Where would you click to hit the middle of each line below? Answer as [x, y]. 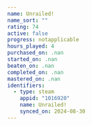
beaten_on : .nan [31, 66]
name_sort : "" [28, 20]
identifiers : [26, 85]
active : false [28, 33]
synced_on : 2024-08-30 [53, 111]
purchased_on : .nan [36, 53]
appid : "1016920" [45, 99]
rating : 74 [23, 27]
